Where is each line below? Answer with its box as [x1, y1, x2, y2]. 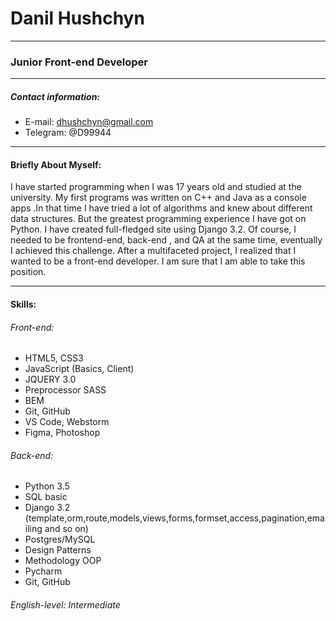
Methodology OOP [24, 555, 102, 567]
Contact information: [10, 90, 101, 102]
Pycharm [24, 565, 63, 577]
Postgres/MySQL [24, 533, 96, 546]
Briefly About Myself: [10, 158, 102, 171]
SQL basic [24, 491, 68, 503]
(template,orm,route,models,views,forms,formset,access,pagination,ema [24, 512, 325, 524]
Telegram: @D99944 [24, 127, 112, 139]
